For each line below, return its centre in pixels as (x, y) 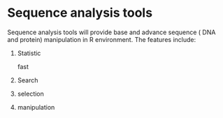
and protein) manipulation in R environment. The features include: (102, 39)
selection (30, 94)
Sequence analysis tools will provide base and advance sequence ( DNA (111, 32)
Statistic (29, 53)
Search (28, 80)
